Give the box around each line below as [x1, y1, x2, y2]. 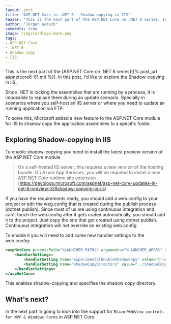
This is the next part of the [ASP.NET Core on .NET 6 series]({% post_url [5, 69, 157, 75]
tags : [5, 36, 17, 41]
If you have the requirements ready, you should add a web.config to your [5, 196, 158, 202]
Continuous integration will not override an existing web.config [5, 222, 137, 229]
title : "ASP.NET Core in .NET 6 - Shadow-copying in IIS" [5, 12, 131, 17]
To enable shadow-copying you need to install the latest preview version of [5, 149, 163, 155]
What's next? [5, 295, 49, 304]
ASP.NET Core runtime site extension [17, 175, 96, 181]
